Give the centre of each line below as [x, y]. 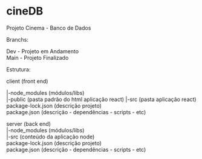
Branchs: [18, 39]
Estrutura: [18, 69]
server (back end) [29, 124]
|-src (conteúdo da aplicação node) [50, 137]
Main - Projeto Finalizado [37, 57]
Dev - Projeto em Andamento [43, 51]
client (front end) [27, 81]
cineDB [25, 11]
